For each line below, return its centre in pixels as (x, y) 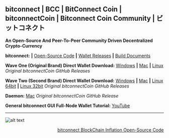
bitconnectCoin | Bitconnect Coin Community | (80, 18)
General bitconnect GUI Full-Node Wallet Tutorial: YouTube (68, 105)
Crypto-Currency (24, 45)
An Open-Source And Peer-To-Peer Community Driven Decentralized (79, 40)
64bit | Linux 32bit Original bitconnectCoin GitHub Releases (67, 86)
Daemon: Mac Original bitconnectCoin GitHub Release (62, 96)
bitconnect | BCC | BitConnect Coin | (64, 9)
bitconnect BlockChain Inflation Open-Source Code (111, 130)
